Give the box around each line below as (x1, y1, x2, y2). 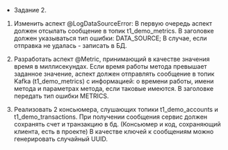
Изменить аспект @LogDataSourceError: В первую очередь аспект (13, 19, 213, 27)
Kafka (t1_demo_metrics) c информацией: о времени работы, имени (13, 77, 214, 85)
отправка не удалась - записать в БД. (13, 42, 127, 49)
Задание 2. (13, 6, 47, 14)
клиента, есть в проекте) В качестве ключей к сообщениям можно (13, 128, 214, 135)
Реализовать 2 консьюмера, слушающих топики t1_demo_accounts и (13, 106, 218, 113)
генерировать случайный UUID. (13, 135, 108, 143)
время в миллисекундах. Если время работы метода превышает (13, 62, 207, 70)
